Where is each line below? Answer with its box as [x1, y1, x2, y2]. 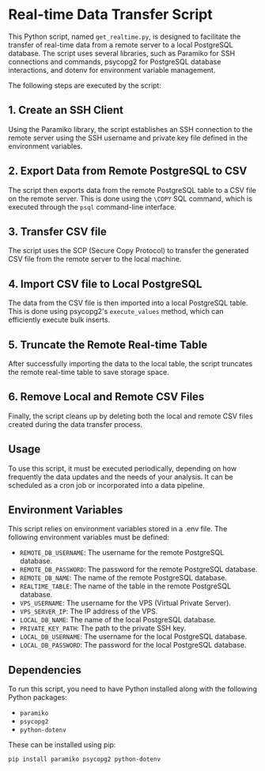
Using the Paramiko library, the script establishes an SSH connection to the [8, 124, 253, 134]
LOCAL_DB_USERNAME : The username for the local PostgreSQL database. [19, 632, 248, 641]
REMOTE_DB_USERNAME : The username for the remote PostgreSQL [19, 548, 225, 557]
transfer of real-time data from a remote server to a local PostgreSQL [8, 40, 233, 49]
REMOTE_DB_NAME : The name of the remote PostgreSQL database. [19, 573, 228, 583]
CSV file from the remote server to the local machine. [8, 255, 182, 264]
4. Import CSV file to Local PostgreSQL [8, 277, 203, 290]
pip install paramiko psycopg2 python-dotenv [8, 755, 161, 764]
